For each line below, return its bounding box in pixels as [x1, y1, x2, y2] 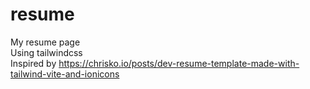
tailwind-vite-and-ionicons [10, 68, 120, 80]
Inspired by [10, 57, 57, 69]
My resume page [10, 36, 81, 48]
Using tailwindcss [10, 46, 83, 58]
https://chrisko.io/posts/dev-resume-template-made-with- [58, 57, 300, 69]
